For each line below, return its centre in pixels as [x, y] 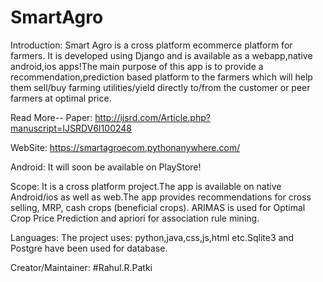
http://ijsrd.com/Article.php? [152, 117]
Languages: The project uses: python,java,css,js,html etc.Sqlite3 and [152, 237]
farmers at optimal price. [61, 98]
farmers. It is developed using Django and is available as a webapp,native [161, 55]
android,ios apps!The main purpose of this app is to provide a [137, 66]
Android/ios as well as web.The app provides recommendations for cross [161, 197]
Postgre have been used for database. [89, 248]
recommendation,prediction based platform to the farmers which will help [161, 77]
